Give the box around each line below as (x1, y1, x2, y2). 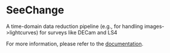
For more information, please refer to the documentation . (6, 40, 144, 47)
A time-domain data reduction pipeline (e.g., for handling (6, 23, 144, 30)
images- (144, 23, 165, 30)
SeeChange (6, 3, 64, 17)
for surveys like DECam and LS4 (39, 29, 118, 36)
